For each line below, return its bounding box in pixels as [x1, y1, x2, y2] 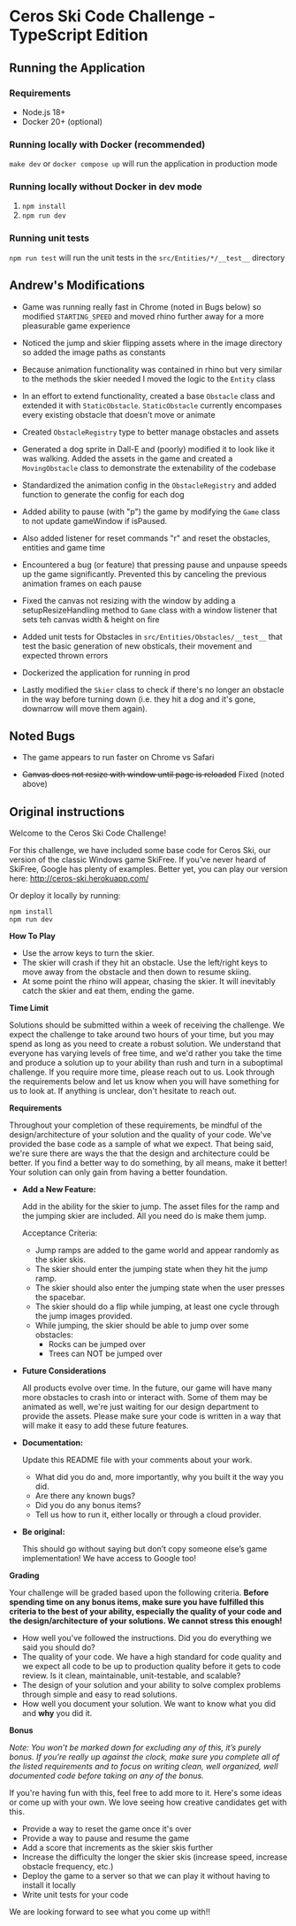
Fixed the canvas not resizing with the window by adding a [21, 595, 236, 605]
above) [21, 779, 49, 790]
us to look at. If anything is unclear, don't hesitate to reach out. [9, 1086, 237, 1097]
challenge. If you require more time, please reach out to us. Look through [9, 1067, 276, 1077]
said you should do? [21, 1642, 95, 1653]
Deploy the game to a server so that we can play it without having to [21, 1870, 270, 1882]
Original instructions [9, 804, 125, 820]
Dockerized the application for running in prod [21, 666, 190, 678]
